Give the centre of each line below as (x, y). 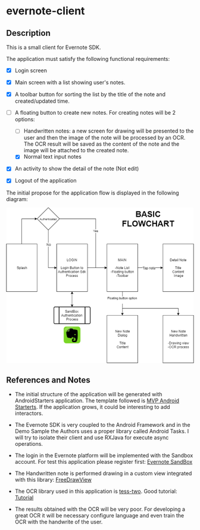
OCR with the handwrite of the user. (59, 522)
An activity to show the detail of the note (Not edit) (77, 169)
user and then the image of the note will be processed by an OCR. (104, 138)
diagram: (17, 199)
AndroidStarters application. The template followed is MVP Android (97, 400)
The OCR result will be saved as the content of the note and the (101, 144)
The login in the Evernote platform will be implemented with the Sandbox (104, 455)
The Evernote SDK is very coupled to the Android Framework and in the (102, 424)
